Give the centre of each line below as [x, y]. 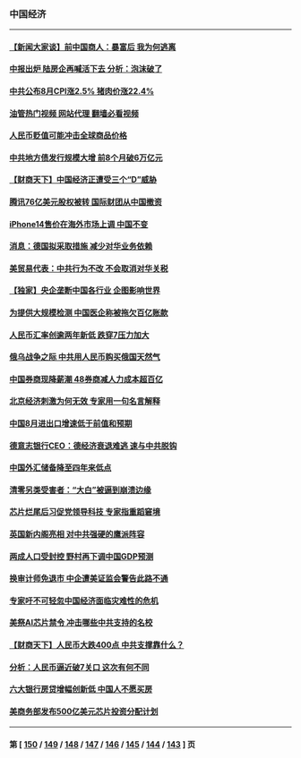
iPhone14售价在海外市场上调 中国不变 [79, 224]
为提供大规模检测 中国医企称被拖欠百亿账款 [89, 313]
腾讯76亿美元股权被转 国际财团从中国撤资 [86, 202]
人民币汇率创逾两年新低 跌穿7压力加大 [79, 335]
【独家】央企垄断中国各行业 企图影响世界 [85, 290]
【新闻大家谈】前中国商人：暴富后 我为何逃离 [93, 47]
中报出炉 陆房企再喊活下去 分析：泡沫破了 [86, 69]
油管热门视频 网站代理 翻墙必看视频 [74, 113]
